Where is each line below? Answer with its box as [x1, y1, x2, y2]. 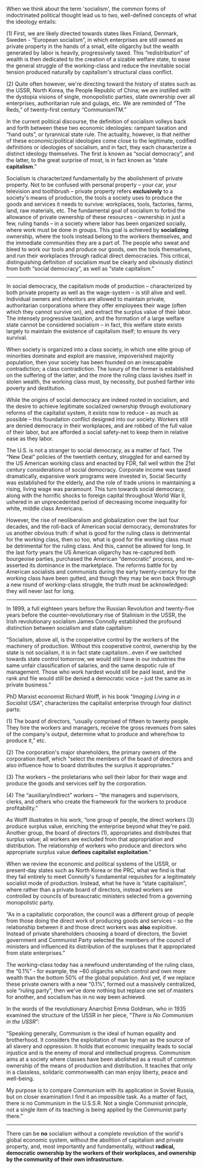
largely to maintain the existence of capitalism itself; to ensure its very [6, 328, 180, 334]
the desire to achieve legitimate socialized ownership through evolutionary [6, 403, 192, 410]
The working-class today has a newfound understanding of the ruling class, [6, 961, 195, 968]
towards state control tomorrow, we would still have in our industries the [6, 656, 185, 662]
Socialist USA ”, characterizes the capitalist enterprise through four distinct [6, 699, 192, 706]
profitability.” [6, 804, 38, 812]
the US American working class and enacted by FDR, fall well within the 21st [6, 459, 195, 467]
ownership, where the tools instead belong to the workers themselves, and [6, 233, 192, 240]
